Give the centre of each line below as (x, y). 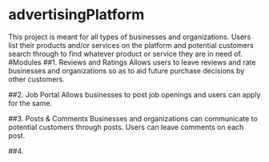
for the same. (30, 103)
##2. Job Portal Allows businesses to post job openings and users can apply (134, 94)
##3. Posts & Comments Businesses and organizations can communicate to (133, 118)
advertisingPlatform (76, 15)
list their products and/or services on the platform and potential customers (131, 45)
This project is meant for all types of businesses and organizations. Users (130, 37)
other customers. (37, 79)
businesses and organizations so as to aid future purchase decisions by (126, 70)
